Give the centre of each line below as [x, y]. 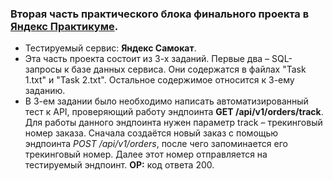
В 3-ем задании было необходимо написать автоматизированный [166, 101]
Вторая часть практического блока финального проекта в [160, 14]
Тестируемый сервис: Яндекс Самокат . [110, 48]
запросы [43, 69]
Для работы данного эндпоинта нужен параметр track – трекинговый [173, 123]
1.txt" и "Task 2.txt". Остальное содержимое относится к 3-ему [159, 80]
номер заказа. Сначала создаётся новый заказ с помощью [151, 133]
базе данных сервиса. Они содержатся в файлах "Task [189, 69]
